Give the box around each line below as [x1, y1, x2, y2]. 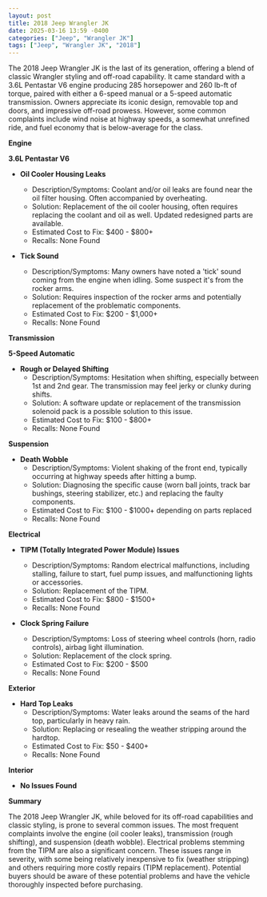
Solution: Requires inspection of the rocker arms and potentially [31, 293, 241, 302]
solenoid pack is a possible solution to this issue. [31, 407, 193, 417]
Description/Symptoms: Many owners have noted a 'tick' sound [31, 267, 241, 277]
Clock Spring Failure [19, 619, 90, 628]
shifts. [31, 389, 53, 400]
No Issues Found [19, 781, 78, 791]
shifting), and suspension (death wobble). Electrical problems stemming [8, 837, 245, 847]
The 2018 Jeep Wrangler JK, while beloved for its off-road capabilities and [8, 812, 253, 822]
